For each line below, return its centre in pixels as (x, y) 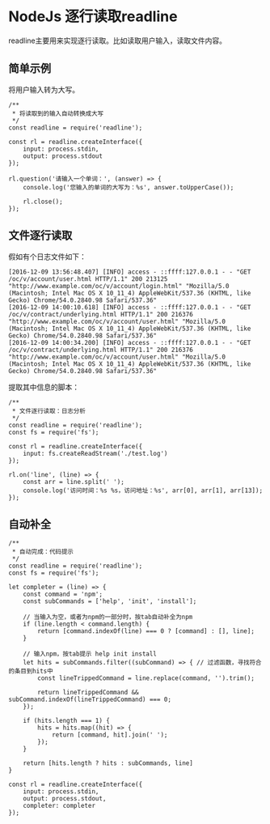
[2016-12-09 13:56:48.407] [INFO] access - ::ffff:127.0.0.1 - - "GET (130, 272)
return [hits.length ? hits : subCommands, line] (108, 763)
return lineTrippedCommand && (88, 693)
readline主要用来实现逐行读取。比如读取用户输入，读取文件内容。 (117, 40)
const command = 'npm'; (63, 595)
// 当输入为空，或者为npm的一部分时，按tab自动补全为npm (108, 617)
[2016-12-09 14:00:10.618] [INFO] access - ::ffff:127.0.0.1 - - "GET (130, 307)
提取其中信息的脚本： (44, 387)
